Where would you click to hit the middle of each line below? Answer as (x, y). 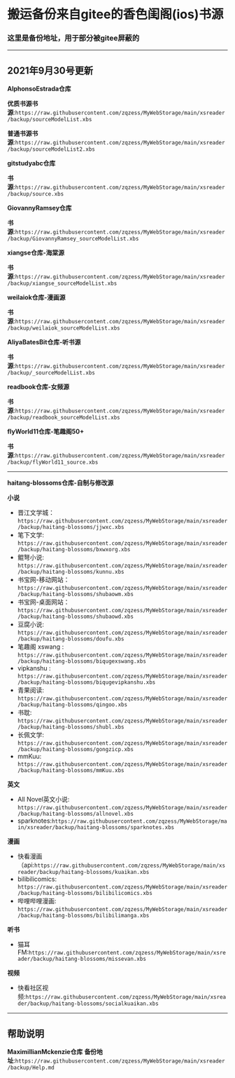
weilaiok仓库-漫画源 (36, 297)
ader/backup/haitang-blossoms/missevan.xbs (82, 959)
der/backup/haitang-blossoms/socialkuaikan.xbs (88, 1004)
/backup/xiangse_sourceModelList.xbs (62, 284)
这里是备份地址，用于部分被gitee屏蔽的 (73, 38)
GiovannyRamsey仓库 (40, 208)
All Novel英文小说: (43, 800)
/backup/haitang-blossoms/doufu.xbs (71, 639)
